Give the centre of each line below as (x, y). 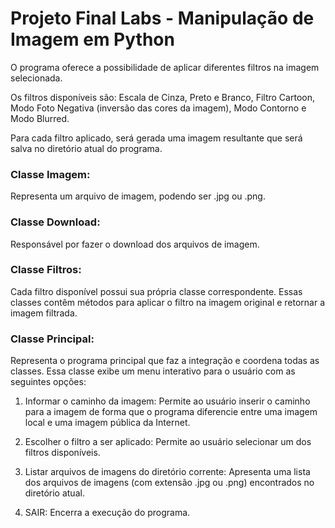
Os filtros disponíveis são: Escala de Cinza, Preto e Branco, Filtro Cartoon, (162, 97)
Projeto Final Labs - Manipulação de (162, 18)
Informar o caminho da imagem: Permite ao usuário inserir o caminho (167, 401)
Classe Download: (55, 222)
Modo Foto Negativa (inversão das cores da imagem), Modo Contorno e (158, 108)
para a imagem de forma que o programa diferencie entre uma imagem (171, 412)
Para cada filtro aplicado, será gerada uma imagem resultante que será (156, 138)
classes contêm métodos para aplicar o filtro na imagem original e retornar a (168, 302)
